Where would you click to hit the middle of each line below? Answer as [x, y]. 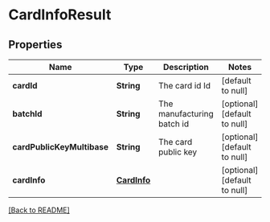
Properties [35, 45]
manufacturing [186, 114]
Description [186, 67]
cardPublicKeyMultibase [61, 147]
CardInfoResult [60, 15]
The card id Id [184, 86]
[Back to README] [39, 210]
